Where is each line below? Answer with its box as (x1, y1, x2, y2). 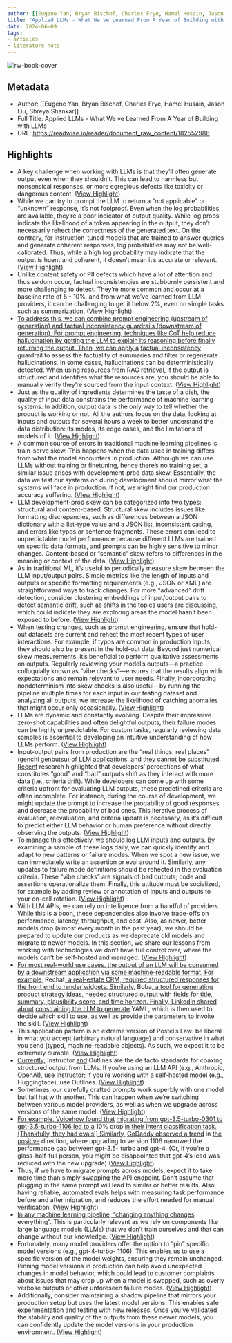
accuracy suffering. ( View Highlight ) (17, 490, 120, 498)
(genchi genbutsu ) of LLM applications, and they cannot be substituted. (17, 755, 222, 763)
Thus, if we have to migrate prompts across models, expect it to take (17, 1166, 213, 1174)
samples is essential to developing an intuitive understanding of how (17, 733, 213, 741)
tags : (7, 29, 23, 37)
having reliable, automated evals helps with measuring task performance (17, 1188, 224, 1196)
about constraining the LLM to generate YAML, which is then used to (17, 1004, 213, 1013)
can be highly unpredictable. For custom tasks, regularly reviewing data (17, 725, 222, 733)
